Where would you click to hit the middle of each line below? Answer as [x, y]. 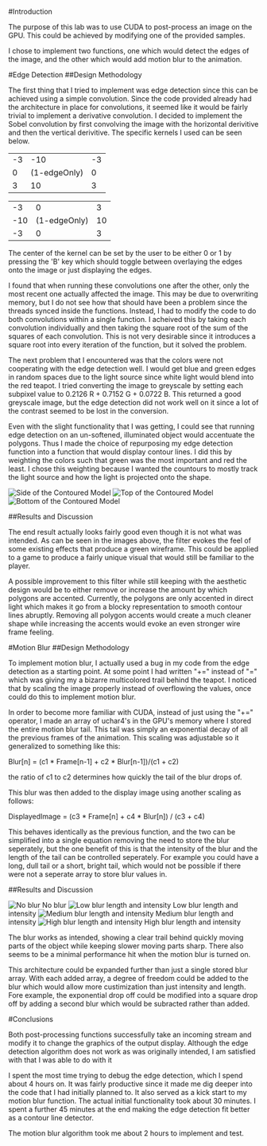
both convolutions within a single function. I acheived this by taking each [127, 319]
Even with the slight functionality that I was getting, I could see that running [132, 426]
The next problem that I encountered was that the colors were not [116, 360]
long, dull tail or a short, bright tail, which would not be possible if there [124, 865]
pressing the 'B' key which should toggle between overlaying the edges [125, 261]
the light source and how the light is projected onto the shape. [110, 477]
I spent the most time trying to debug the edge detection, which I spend [126, 1075]
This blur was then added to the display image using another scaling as [125, 793]
